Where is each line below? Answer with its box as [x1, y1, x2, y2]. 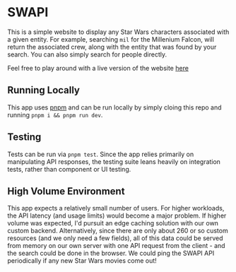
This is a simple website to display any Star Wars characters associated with [7, 28, 230, 36]
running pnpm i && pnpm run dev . [7, 110, 103, 119]
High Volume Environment [7, 185, 125, 197]
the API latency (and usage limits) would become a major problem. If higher [7, 211, 227, 220]
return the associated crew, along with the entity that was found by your [7, 42, 217, 51]
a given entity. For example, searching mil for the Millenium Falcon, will [7, 35, 214, 43]
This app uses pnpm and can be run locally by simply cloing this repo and [7, 103, 222, 112]
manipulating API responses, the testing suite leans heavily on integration [7, 157, 221, 166]
